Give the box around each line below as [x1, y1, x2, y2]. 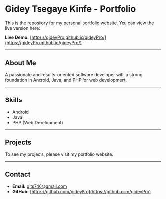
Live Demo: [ [5, 34, 32, 40]
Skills [5, 96, 22, 104]
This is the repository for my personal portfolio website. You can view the [5, 20, 154, 26]
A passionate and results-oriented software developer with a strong [5, 71, 143, 77]
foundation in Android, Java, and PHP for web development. [5, 77, 127, 83]
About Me [5, 59, 36, 67]
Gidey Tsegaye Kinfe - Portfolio [5, 3, 136, 15]
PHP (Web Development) [12, 119, 63, 125]
